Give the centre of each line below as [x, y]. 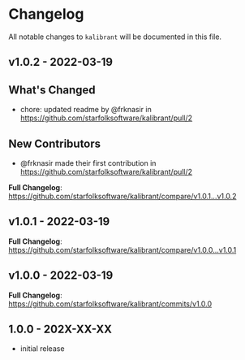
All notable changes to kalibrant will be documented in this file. [115, 37]
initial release [42, 349]
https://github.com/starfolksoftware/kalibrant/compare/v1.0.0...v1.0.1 [122, 249]
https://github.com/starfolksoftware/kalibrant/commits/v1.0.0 [110, 304]
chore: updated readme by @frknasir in [86, 110]
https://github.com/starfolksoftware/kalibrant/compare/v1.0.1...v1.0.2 [122, 196]
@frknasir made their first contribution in [88, 163]
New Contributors [55, 143]
